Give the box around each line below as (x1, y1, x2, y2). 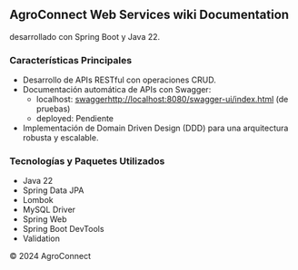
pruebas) (35, 103, 71, 114)
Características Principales (9, 53, 133, 66)
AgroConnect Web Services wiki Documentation (9, 7, 289, 23)
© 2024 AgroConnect (9, 251, 91, 262)
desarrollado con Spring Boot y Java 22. (9, 31, 161, 42)
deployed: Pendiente (35, 113, 114, 124)
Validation (22, 233, 61, 244)
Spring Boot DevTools (22, 224, 104, 235)
